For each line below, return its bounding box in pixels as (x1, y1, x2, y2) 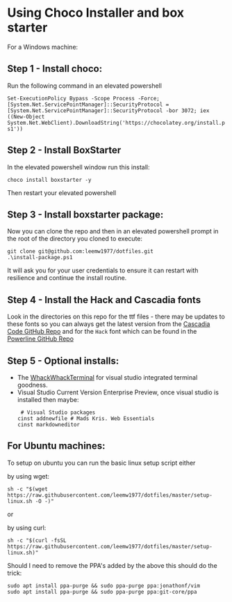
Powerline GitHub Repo (7, 334, 74, 343)
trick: (7, 569, 22, 577)
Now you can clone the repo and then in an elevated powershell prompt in (7, 227, 219, 236)
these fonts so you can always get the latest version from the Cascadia (7, 320, 210, 328)
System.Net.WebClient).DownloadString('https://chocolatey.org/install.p (7, 119, 226, 126)
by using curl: (7, 523, 47, 532)
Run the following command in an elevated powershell (7, 82, 162, 90)
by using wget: (7, 472, 50, 480)
